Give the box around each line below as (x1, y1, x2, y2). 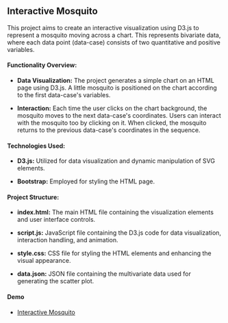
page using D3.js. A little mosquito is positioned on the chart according (16, 83, 217, 92)
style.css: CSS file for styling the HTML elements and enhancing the (16, 249, 212, 257)
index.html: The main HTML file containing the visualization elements (16, 208, 214, 216)
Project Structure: (7, 193, 60, 201)
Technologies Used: (7, 142, 66, 150)
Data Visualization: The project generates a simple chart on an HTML (16, 77, 214, 85)
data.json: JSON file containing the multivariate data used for (16, 270, 192, 278)
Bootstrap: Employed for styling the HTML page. (16, 177, 155, 185)
